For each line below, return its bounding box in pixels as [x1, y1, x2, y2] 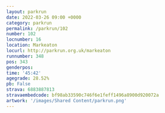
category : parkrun [6, 20, 52, 26]
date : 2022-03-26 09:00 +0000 [6, 14, 82, 20]
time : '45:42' [6, 70, 42, 76]
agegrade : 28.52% [6, 75, 50, 81]
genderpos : [6, 64, 33, 71]
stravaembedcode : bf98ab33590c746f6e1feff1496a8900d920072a [6, 92, 160, 98]
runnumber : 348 [6, 53, 44, 59]
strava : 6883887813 [6, 87, 55, 93]
